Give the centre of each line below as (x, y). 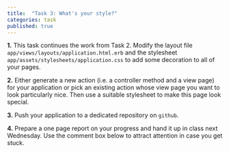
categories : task (32, 20)
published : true (30, 26)
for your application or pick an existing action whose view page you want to (113, 88)
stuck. (16, 143)
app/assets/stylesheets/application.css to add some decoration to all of (111, 60)
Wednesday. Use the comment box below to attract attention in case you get (115, 136)
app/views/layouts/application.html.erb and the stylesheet (92, 52)
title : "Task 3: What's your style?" (62, 13)
